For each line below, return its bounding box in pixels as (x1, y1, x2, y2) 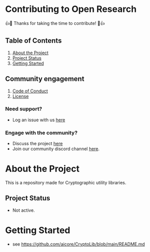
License (12, 93, 29, 99)
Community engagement (5, 75, 85, 83)
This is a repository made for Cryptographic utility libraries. (5, 180, 127, 186)
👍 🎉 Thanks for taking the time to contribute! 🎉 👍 (5, 20, 105, 26)
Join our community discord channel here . (12, 146, 100, 152)
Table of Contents (5, 36, 62, 45)
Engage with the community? (5, 129, 78, 136)
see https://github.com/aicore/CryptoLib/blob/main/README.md (12, 241, 146, 247)
